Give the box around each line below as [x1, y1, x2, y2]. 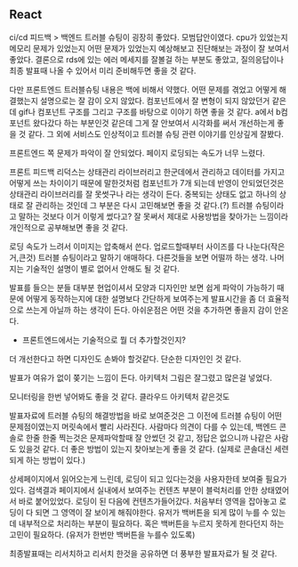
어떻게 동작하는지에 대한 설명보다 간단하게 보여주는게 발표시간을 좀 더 [25, 293, 266, 304]
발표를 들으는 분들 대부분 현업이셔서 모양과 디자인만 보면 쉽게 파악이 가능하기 [9, 282, 276, 293]
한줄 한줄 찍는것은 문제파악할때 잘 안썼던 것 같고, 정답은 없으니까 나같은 [25, 432, 273, 443]
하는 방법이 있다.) [25, 454, 86, 466]
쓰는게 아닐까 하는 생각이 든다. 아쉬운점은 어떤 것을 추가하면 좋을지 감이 [25, 304, 273, 315]
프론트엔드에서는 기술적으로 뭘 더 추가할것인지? [21, 334, 187, 345]
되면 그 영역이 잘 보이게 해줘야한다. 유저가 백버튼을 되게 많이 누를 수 [35, 506, 270, 517]
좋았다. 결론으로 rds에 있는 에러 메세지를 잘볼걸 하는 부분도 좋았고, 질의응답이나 [9, 53, 285, 65]
